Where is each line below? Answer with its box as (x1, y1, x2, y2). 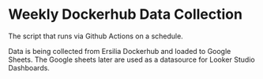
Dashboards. (8, 63, 50, 72)
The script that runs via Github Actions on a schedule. (8, 31, 183, 41)
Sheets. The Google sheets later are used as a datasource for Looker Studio (8, 55, 255, 64)
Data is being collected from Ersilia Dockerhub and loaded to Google (8, 46, 231, 56)
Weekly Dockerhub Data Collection (8, 5, 243, 23)
